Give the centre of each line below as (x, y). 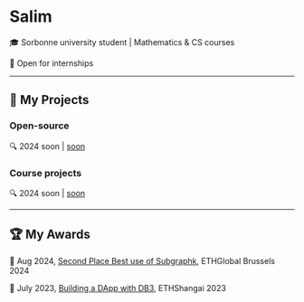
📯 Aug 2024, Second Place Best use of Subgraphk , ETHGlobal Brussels (142, 260)
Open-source (39, 126)
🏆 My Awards (50, 235)
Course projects (46, 173)
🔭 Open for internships (52, 63)
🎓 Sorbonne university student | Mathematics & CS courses (122, 42)
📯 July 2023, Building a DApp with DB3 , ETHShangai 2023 (118, 288)
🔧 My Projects (49, 100)
